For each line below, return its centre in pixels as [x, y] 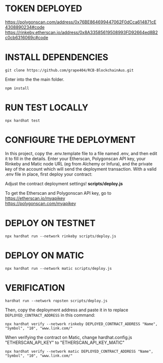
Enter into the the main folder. [35, 79]
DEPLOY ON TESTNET [50, 223]
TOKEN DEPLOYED [44, 9]
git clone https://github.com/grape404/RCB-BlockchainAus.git [69, 70]
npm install [17, 88]
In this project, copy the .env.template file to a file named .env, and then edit [81, 153]
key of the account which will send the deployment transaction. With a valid [81, 169]
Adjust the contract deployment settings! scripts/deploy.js [64, 183]
